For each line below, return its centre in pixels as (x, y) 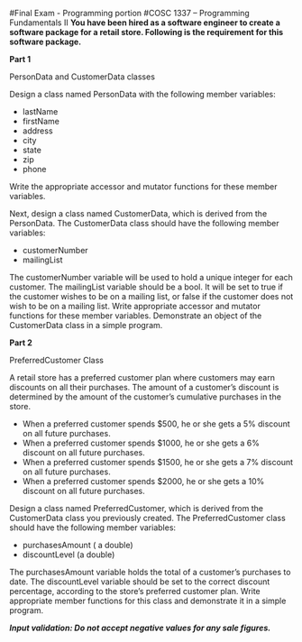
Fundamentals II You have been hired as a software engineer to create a (145, 23)
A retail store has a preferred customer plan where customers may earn (142, 377)
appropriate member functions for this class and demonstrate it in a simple (148, 601)
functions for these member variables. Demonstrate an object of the (136, 316)
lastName (40, 111)
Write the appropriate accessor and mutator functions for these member (143, 187)
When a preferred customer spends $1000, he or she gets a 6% (141, 443)
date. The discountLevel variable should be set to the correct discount (140, 582)
